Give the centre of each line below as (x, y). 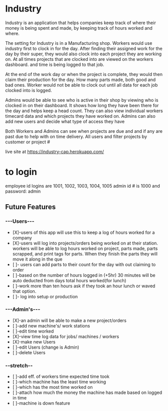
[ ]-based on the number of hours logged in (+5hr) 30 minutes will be (84, 275)
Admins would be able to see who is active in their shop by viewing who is (82, 100)
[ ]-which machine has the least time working (59, 382)
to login (21, 172)
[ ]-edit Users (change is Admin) (46, 347)
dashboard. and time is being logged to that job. (55, 64)
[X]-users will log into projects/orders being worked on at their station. (85, 243)
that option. (24, 291)
